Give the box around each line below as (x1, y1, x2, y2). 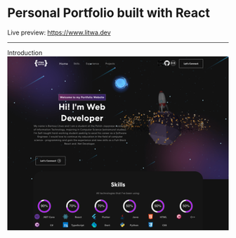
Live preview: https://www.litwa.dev (7, 28, 111, 37)
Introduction (7, 48, 43, 57)
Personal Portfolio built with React (7, 5, 211, 21)
